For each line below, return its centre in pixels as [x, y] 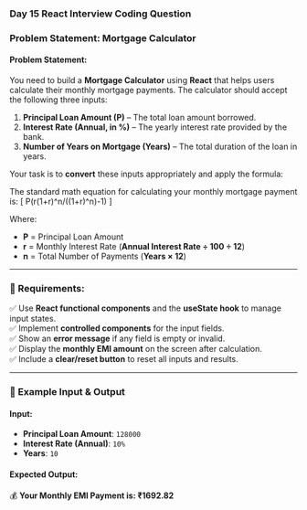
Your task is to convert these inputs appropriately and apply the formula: [146, 174]
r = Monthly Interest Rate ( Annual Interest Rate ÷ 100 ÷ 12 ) [133, 247]
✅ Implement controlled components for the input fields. [117, 328]
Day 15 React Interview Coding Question [101, 14]
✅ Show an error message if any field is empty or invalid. [117, 339]
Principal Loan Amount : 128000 [82, 434]
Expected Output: [44, 474]
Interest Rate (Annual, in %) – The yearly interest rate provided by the [155, 127]
